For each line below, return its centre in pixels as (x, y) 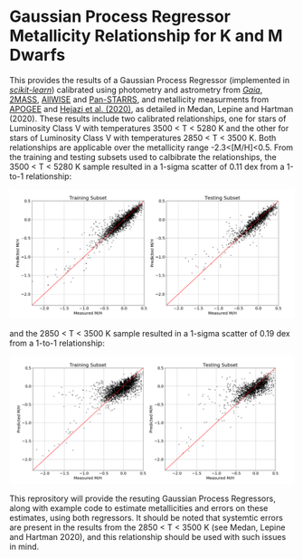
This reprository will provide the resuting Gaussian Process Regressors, (142, 498)
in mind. (24, 547)
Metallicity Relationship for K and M (146, 36)
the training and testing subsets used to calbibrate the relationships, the (143, 156)
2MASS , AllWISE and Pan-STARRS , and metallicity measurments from (139, 99)
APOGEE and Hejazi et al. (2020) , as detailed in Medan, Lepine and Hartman (151, 109)
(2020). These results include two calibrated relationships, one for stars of (148, 118)
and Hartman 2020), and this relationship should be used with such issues (148, 537)
